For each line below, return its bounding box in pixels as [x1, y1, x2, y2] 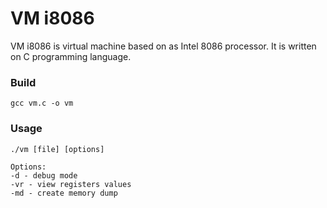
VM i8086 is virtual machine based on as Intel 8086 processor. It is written [10, 40, 317, 52]
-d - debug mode [10, 170, 78, 181]
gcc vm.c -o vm [10, 98, 74, 109]
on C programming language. [10, 50, 132, 62]
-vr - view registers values [10, 179, 132, 189]
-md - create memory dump [10, 188, 118, 198]
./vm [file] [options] [10, 144, 105, 154]
